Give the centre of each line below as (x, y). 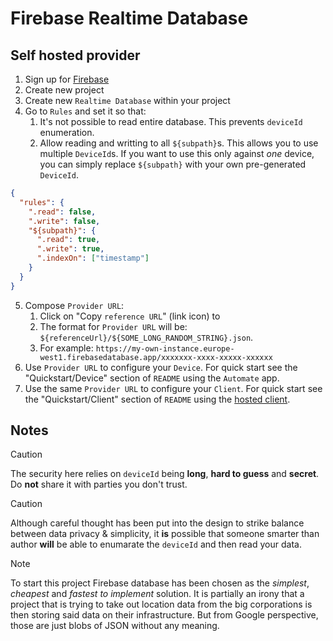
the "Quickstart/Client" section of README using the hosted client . (157, 399)
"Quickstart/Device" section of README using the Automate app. (152, 378)
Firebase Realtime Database (129, 18)
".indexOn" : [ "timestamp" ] (93, 258)
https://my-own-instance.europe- (165, 348)
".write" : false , (64, 221)
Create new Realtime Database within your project (127, 100)
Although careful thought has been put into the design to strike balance (157, 523)
